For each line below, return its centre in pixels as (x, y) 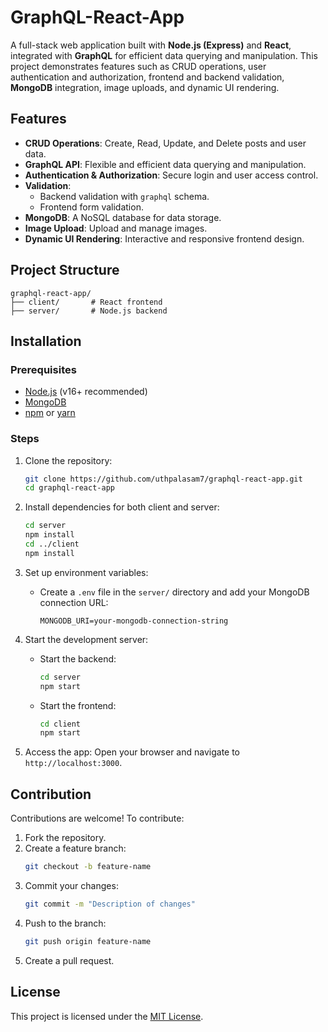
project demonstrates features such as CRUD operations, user (138, 66)
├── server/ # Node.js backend (89, 311)
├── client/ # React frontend (86, 302)
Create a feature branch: (75, 848)
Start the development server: (86, 639)
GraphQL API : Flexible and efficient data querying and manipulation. (165, 164)
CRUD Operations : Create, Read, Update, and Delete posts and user (165, 143)
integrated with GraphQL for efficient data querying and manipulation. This (164, 55)
